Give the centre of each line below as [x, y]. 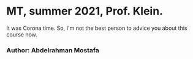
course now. [22, 34]
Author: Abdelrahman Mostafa [53, 50]
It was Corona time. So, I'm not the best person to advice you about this [97, 28]
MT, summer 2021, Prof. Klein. [85, 11]
